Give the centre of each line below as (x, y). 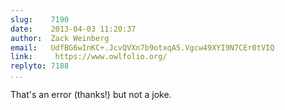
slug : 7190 (40, 19)
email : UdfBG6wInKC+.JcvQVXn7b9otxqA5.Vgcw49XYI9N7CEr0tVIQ (142, 47)
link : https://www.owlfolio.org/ (89, 57)
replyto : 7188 (40, 66)
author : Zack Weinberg (60, 38)
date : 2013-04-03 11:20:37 (73, 29)
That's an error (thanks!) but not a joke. (91, 94)
